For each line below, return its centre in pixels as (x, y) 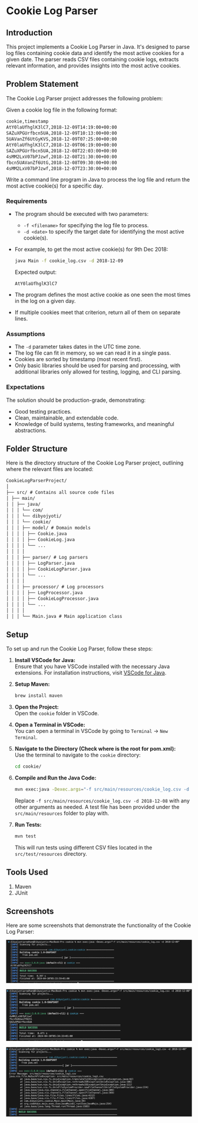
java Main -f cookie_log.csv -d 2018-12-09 (69, 261)
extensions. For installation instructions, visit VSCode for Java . (90, 673)
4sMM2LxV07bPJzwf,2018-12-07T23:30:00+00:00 (62, 168)
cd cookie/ (28, 767)
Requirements (27, 201)
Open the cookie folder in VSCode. (57, 713)
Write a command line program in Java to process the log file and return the (98, 179)
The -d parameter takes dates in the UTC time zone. (78, 347)
